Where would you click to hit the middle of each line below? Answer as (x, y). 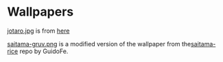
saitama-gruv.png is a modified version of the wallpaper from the (99, 44)
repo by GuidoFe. (44, 51)
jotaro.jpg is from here (38, 31)
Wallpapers (40, 12)
